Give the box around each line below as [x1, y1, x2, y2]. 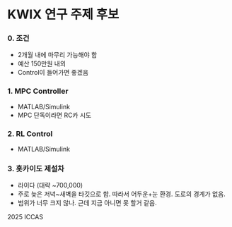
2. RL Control [7, 128, 53, 138]
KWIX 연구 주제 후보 [7, 6, 120, 23]
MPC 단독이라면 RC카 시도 [17, 111, 92, 119]
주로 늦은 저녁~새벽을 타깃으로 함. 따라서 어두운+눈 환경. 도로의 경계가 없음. [17, 190, 226, 198]
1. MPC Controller [7, 86, 69, 96]
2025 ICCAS [7, 213, 44, 221]
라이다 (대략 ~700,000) [17, 181, 83, 190]
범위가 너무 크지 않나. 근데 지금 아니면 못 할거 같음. [17, 199, 157, 207]
